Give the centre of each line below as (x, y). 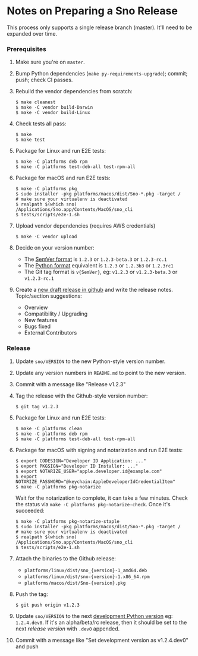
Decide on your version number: (55, 248)
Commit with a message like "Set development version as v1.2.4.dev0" (102, 640)
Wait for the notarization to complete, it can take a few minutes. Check (101, 498)
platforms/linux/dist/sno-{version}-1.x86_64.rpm (87, 577)
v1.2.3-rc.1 (39, 279)
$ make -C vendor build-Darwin (54, 108)
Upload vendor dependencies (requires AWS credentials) (85, 226)
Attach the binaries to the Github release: (66, 558)
